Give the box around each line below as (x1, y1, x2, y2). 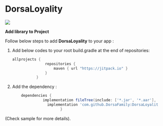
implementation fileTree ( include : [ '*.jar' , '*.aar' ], (43, 98, 157, 103)
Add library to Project (5, 28, 50, 35)
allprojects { (12, 57, 41, 62)
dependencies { (21, 93, 52, 98)
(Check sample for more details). (5, 115, 71, 121)
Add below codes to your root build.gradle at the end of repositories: (12, 47, 150, 53)
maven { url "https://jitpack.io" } (53, 66, 128, 71)
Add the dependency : (12, 84, 57, 90)
